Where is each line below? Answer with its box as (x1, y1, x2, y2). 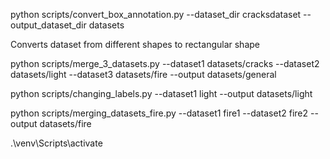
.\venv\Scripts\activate (10, 137, 103, 149)
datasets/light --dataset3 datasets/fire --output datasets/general (10, 69, 277, 80)
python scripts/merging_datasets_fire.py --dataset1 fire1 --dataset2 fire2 (10, 107, 309, 119)
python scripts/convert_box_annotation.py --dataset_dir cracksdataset (10, 9, 302, 20)
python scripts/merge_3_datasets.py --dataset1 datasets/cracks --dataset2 (10, 58, 320, 69)
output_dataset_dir (10, 19, 87, 31)
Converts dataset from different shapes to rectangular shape (10, 39, 260, 50)
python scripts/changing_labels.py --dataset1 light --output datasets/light (10, 88, 313, 99)
